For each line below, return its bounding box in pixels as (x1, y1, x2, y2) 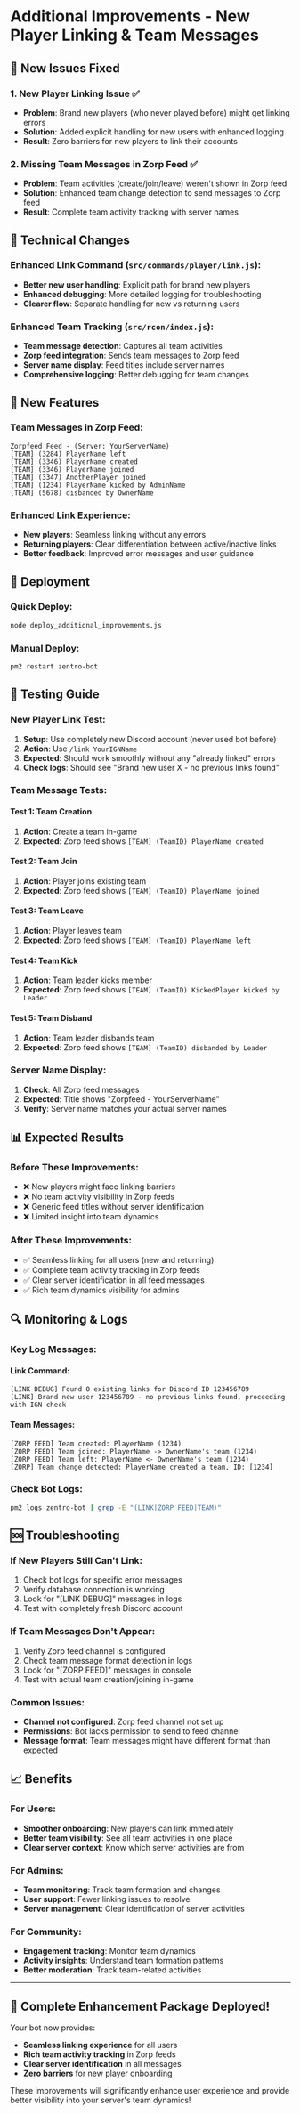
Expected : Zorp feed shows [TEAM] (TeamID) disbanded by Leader (22, 1041, 268, 1052)
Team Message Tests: (10, 784, 108, 797)
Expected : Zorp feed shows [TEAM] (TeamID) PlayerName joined (22, 885, 260, 895)
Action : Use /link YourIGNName (22, 743, 137, 754)
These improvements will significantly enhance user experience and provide (10, 2086, 290, 2096)
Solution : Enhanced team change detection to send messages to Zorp (22, 188, 281, 198)
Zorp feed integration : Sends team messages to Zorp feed (22, 350, 239, 361)
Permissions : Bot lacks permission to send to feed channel (22, 1725, 240, 1737)
